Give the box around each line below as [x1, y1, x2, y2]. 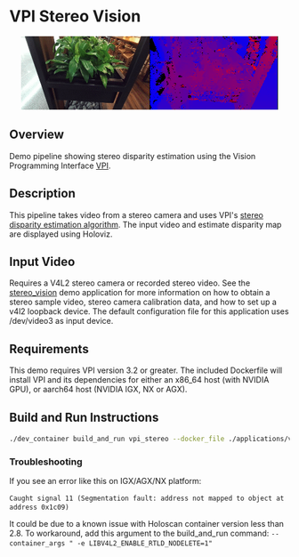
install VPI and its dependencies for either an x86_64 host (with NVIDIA [9, 375, 270, 385]
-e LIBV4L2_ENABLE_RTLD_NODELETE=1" [77, 539, 214, 548]
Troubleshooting [9, 456, 83, 468]
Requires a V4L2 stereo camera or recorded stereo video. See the [9, 278, 251, 288]
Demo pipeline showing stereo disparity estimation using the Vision [9, 150, 256, 161]
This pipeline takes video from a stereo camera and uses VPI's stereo [9, 209, 264, 220]
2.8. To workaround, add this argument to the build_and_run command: [9, 528, 270, 539]
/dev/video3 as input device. [9, 316, 114, 327]
